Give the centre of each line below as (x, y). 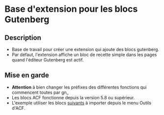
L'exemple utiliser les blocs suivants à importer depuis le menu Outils (82, 103)
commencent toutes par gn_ (40, 92)
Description (23, 38)
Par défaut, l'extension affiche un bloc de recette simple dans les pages (84, 55)
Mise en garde (27, 75)
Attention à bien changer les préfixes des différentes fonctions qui (79, 87)
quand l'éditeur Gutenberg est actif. (48, 60)
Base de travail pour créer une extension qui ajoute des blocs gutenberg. (85, 49)
